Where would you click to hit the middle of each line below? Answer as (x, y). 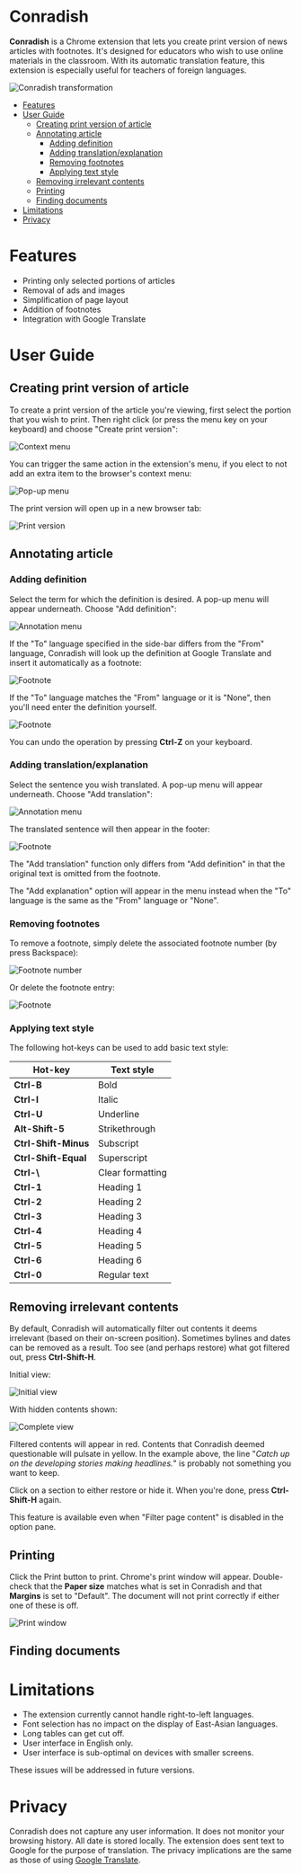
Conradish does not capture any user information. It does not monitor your (147, 1832)
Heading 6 (120, 1260)
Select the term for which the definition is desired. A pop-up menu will (139, 599)
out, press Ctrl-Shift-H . (53, 1357)
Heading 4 (120, 1231)
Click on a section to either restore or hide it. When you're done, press (139, 1490)
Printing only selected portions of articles (98, 280)
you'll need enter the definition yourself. (83, 706)
